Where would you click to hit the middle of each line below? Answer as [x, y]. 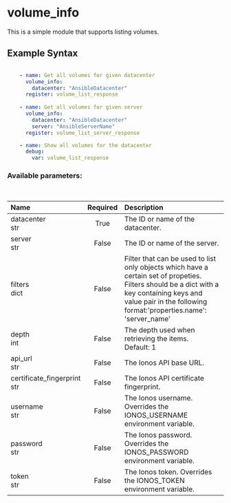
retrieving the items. [156, 339]
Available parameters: [45, 175]
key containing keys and [163, 293]
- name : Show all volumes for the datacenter [86, 145]
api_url [21, 358]
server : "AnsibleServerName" [74, 126]
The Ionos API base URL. [164, 363]
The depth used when [159, 330]
